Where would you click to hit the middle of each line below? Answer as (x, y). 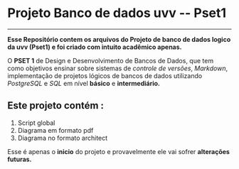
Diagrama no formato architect (63, 138)
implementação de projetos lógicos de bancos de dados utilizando (105, 75)
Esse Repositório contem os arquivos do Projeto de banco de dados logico (119, 39)
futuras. (20, 159)
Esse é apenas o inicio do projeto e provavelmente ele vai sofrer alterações (118, 151)
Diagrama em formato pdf (55, 130)
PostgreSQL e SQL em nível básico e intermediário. (84, 83)
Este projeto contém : (56, 105)
